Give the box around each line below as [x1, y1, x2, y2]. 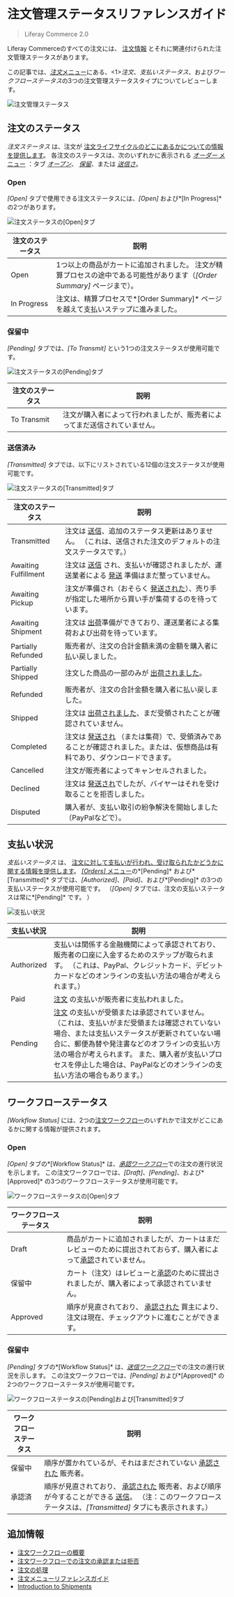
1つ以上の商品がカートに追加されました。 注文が [56, 260, 216, 270]
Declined [10, 784, 40, 793]
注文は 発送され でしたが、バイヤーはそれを [65, 779, 206, 788]
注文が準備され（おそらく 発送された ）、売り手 [65, 583, 217, 593]
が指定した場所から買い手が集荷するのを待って [65, 594, 218, 604]
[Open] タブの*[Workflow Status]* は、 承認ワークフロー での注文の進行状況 [7, 1159, 223, 1168]
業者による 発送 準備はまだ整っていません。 [72, 570, 214, 580]
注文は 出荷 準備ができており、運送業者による [65, 618, 213, 627]
